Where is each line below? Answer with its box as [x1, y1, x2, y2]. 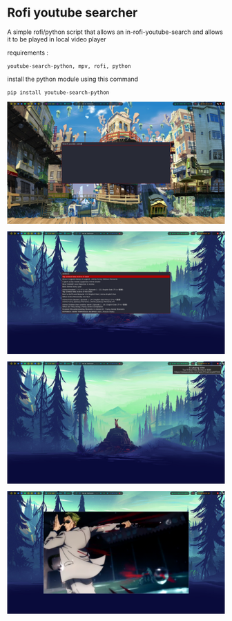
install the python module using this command [7, 75, 139, 83]
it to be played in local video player [7, 35, 106, 43]
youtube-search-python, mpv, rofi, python [7, 62, 131, 70]
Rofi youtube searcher [7, 5, 138, 21]
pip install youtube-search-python [7, 89, 110, 96]
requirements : [7, 48, 49, 57]
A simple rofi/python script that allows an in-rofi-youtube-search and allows [7, 28, 223, 36]
